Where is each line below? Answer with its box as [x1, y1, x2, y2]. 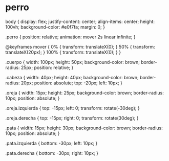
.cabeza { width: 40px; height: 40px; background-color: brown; [5, 74, 139, 80]
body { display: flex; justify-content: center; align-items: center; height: [5, 18, 155, 25]
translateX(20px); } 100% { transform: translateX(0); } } [5, 49, 121, 55]
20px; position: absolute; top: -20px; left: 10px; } [20, 80, 123, 86]
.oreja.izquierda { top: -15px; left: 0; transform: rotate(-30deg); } [5, 105, 140, 111]
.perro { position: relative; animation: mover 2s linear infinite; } [5, 34, 136, 40]
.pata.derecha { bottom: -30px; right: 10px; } [5, 150, 99, 156]
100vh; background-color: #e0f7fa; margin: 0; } [5, 24, 105, 30]
